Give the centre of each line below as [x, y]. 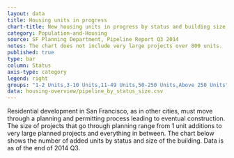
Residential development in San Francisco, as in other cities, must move [110, 111]
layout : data [26, 14]
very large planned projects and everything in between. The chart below [111, 134]
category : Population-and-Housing [57, 33]
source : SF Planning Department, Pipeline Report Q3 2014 [93, 40]
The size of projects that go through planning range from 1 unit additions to [115, 126]
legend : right [28, 78]
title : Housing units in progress [57, 20]
